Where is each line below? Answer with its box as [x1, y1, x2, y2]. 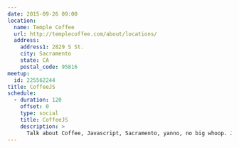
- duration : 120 [14, 97, 62, 104]
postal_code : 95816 [20, 63, 78, 70]
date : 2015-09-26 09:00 [7, 10, 78, 18]
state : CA [20, 57, 50, 64]
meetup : [7, 70, 31, 77]
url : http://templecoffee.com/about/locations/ [14, 30, 158, 38]
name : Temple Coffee [14, 23, 75, 31]
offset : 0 [20, 103, 50, 110]
